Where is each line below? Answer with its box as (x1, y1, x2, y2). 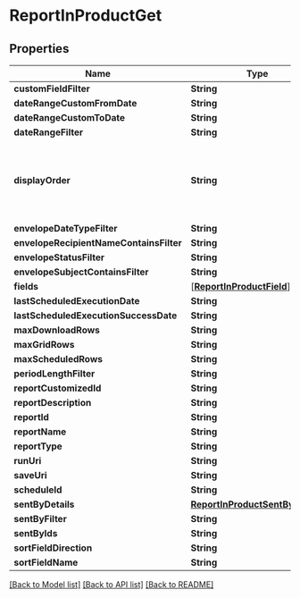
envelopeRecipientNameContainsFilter (13, 237, 182, 248)
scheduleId (13, 484, 62, 496)
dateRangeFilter (13, 126, 83, 139)
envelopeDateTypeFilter (13, 223, 118, 234)
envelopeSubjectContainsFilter (13, 265, 149, 278)
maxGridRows (13, 339, 75, 350)
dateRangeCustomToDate (13, 112, 125, 123)
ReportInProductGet (9, 5, 162, 26)
